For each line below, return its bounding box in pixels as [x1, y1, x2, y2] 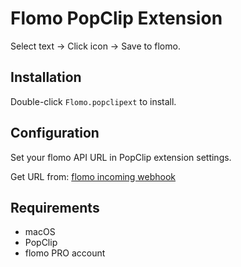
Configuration [10, 125, 100, 142]
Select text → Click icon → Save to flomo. [10, 40, 181, 52]
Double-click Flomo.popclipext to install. [10, 95, 177, 107]
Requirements [10, 199, 100, 216]
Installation [10, 69, 82, 86]
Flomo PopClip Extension [10, 7, 223, 30]
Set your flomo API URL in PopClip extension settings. [10, 151, 232, 163]
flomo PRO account [24, 247, 106, 259]
